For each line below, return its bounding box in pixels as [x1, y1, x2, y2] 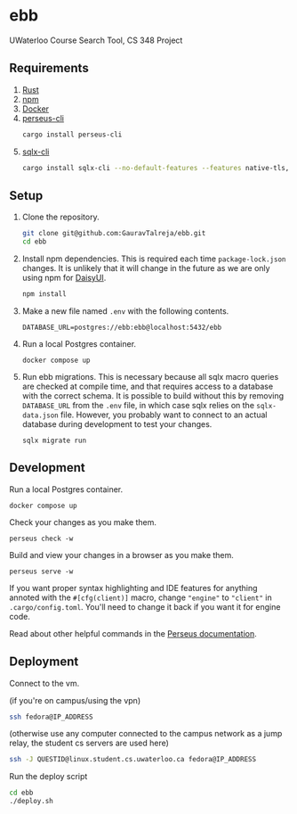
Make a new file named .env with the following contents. [21, 305, 229, 317]
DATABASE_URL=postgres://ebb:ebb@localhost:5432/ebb [21, 323, 222, 332]
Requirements [9, 61, 89, 76]
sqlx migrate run [21, 436, 87, 445]
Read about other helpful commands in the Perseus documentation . [9, 628, 258, 638]
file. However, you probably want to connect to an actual [60, 409, 268, 420]
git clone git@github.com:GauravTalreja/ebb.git [21, 229, 206, 238]
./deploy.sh [9, 797, 53, 806]
